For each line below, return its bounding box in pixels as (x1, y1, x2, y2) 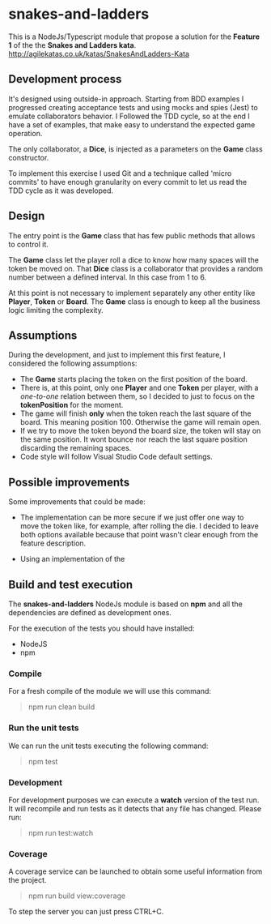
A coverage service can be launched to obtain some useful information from (8, 866, 263, 876)
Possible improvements (8, 475, 130, 489)
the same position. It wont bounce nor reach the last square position (19, 434, 248, 444)
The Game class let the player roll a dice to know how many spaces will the (8, 255, 259, 264)
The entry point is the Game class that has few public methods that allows (8, 230, 256, 240)
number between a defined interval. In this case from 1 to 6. (8, 272, 207, 282)
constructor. (8, 152, 49, 162)
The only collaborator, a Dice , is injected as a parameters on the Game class (8, 143, 263, 154)
